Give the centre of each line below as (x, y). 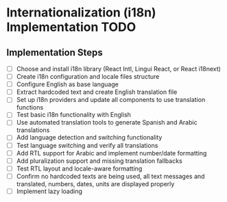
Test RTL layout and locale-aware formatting (79, 168)
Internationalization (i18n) (81, 13)
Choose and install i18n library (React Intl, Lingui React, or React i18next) (118, 69)
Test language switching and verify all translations (87, 145)
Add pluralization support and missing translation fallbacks (99, 161)
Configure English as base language (68, 84)
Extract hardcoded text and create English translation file (97, 92)
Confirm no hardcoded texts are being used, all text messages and (110, 176)
